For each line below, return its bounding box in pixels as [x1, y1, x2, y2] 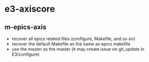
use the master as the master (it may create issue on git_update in [11, 46, 145, 52]
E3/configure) [11, 51, 40, 57]
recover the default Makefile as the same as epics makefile [11, 41, 130, 47]
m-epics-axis [4, 23, 47, 31]
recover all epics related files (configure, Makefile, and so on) [11, 36, 135, 41]
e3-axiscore [4, 3, 55, 15]
